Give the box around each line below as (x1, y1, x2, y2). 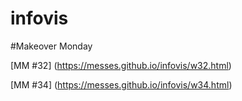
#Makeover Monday (10, 40, 93, 52)
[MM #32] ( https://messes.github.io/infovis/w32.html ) (10, 59, 232, 71)
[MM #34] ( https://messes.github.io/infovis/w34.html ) (10, 78, 233, 91)
